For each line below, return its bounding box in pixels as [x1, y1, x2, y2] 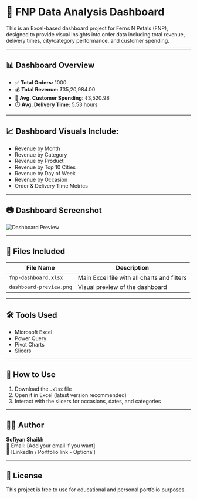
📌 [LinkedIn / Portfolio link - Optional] [6, 448, 96, 455]
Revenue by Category [14, 151, 67, 158]
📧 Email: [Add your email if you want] [6, 442, 96, 449]
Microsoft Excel [14, 328, 53, 335]
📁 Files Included [6, 246, 66, 256]
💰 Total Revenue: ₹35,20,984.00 [14, 86, 96, 93]
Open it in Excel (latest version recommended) [14, 391, 127, 398]
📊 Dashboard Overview [6, 60, 95, 70]
